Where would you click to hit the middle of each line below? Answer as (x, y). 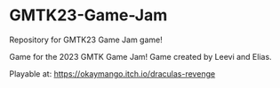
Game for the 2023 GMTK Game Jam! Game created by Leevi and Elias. (141, 56)
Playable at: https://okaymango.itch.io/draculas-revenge (112, 73)
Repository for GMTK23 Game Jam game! (86, 40)
